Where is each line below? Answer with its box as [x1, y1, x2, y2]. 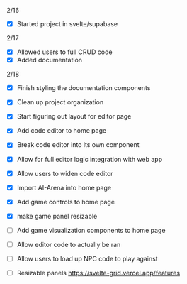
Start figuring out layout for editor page [16, 112, 132, 121]
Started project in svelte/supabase [16, 20, 118, 28]
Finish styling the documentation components [16, 84, 151, 92]
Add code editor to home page [16, 126, 107, 135]
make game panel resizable [16, 212, 98, 220]
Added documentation [16, 56, 83, 65]
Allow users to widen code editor [16, 169, 114, 177]
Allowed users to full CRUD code [16, 48, 113, 56]
